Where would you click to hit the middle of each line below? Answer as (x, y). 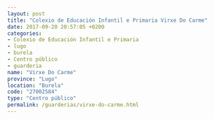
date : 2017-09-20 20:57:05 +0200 (56, 27)
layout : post (26, 14)
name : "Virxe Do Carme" (42, 72)
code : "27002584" (33, 92)
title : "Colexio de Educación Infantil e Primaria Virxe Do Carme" (108, 20)
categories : (24, 33)
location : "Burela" (36, 85)
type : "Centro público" (42, 99)
